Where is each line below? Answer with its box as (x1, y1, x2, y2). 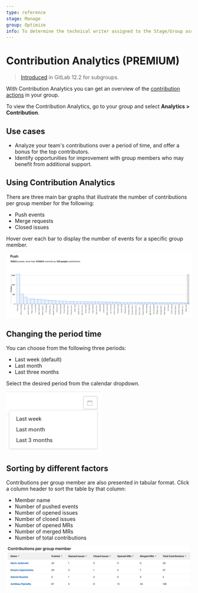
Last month (14, 363, 42, 370)
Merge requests (14, 217, 54, 224)
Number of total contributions (14, 534, 87, 542)
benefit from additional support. (14, 161, 93, 167)
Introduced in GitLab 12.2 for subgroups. (20, 74, 119, 81)
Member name (14, 497, 51, 504)
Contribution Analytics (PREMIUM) (6, 54, 180, 68)
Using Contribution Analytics (6, 177, 115, 188)
